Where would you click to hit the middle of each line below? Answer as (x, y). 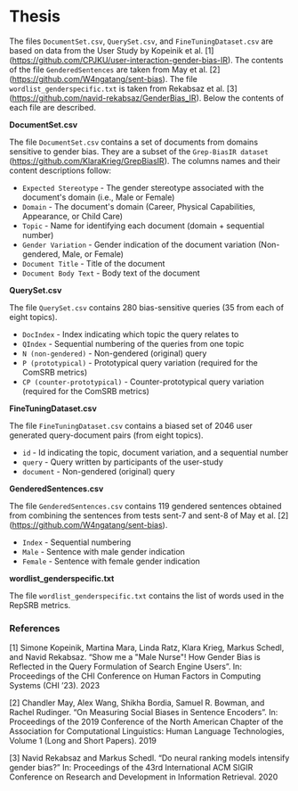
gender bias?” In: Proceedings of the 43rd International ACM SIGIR (131, 768)
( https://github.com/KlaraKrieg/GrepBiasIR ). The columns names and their (145, 161)
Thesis (35, 16)
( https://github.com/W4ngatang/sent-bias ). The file (103, 78)
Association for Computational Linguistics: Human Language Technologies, (147, 731)
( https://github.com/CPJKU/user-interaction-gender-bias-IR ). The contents (146, 60)
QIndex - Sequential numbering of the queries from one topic (133, 343)
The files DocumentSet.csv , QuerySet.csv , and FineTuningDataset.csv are (141, 41)
